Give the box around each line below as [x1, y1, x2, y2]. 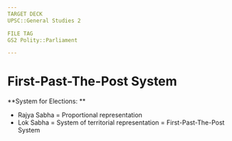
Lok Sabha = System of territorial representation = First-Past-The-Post [17, 118, 225, 127]
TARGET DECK [7, 10, 43, 18]
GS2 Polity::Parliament [7, 36, 78, 43]
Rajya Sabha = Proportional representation [17, 111, 142, 120]
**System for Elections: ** [7, 97, 86, 105]
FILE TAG [7, 30, 33, 37]
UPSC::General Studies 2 [7, 17, 81, 24]
